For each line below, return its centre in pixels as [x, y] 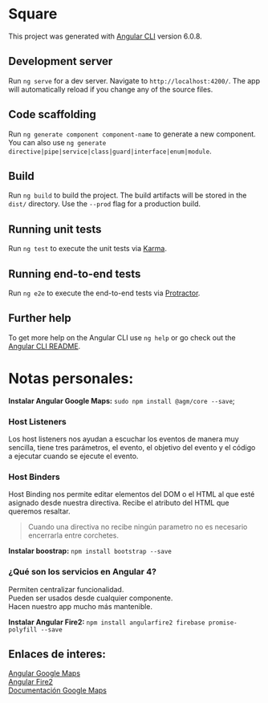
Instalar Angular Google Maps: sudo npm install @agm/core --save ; [122, 400]
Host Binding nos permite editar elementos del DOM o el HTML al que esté [132, 494]
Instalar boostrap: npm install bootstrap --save [90, 551]
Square [33, 14]
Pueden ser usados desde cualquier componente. [91, 598]
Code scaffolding [52, 114]
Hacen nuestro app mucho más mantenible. [81, 606]
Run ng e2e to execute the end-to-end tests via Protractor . [104, 293]
